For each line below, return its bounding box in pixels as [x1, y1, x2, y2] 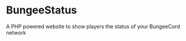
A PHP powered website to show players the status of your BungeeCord [6, 23, 180, 30]
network [6, 29, 26, 36]
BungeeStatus [6, 4, 77, 17]
